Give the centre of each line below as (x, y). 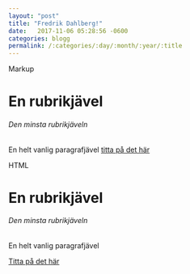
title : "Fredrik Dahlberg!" (56, 23)
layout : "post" (34, 16)
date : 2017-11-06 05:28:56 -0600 (68, 31)
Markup (21, 69)
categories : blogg (39, 38)
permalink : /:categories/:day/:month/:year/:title (95, 46)
